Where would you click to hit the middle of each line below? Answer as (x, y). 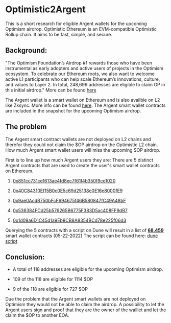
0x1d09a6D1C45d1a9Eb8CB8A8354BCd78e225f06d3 (69, 220)
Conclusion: (25, 257)
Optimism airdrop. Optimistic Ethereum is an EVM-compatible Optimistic (81, 29)
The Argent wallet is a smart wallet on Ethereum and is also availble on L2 (83, 100)
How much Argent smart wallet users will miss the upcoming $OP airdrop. (83, 150)
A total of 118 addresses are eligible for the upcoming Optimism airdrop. (88, 269)
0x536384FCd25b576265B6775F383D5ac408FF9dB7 (70, 210)
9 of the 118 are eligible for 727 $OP (50, 289)
